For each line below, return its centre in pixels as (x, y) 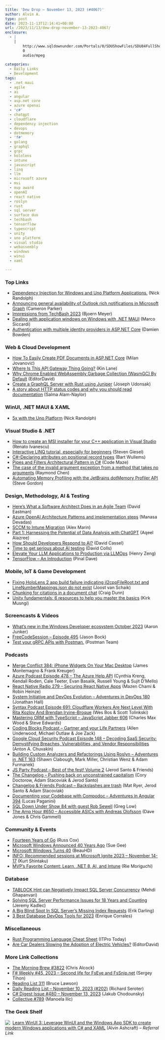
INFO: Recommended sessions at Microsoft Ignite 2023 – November (81, 856)
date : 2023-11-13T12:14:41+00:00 (39, 23)
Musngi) (21, 603)
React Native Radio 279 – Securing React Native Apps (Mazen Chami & (84, 686)
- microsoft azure (28, 179)
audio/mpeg (34, 55)
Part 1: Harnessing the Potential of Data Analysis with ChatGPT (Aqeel (83, 533)
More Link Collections (32, 957)
